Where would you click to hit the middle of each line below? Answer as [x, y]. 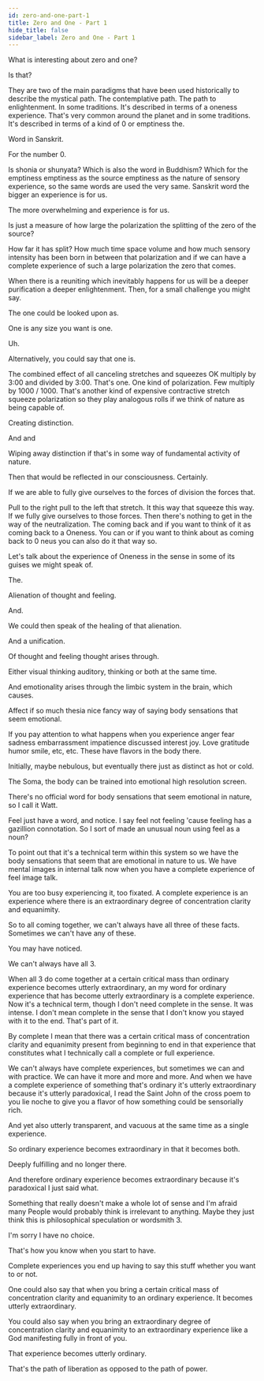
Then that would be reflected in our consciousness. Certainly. [108, 477]
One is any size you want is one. [60, 329]
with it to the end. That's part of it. [63, 1021]
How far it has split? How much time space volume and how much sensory [129, 249]
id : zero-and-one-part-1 [49, 15]
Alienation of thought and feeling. [62, 595]
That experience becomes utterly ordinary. [78, 1353]
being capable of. [37, 408]
